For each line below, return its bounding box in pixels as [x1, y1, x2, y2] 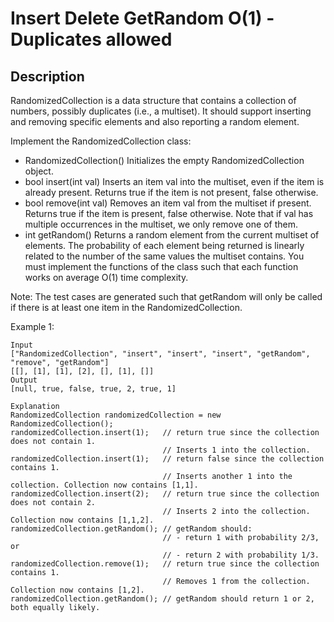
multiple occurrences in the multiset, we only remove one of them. [24, 218, 298, 230]
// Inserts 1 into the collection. [162, 445, 311, 455]
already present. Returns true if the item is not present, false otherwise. [24, 187, 319, 198]
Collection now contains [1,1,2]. [10, 515, 155, 525]
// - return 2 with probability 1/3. [162, 550, 320, 560]
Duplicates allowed [10, 28, 173, 51]
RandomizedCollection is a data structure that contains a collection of [10, 95, 297, 106]
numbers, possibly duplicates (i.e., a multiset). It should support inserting [10, 105, 312, 117]
